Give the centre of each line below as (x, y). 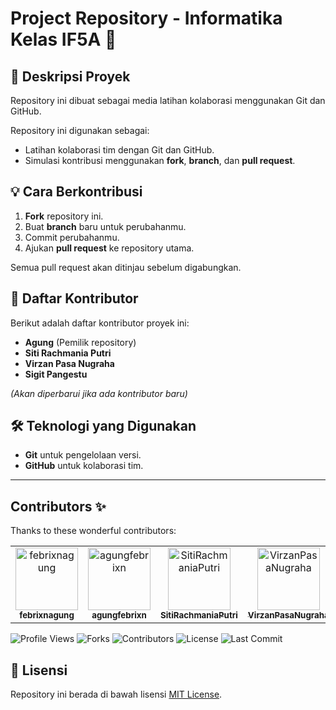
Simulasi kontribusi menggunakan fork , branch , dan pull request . (160, 160)
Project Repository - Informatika (146, 18)
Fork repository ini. (64, 216)
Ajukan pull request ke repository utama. (109, 248)
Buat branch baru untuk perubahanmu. (105, 226)
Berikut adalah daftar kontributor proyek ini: (100, 323)
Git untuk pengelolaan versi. (83, 455)
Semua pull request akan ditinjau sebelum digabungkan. (126, 267)
